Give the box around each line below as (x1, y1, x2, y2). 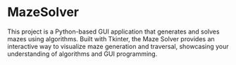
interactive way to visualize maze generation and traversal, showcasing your (7, 42, 229, 50)
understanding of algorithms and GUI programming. (7, 50, 158, 58)
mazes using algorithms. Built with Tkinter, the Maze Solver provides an (7, 34, 215, 43)
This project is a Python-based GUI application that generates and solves (7, 27, 220, 36)
